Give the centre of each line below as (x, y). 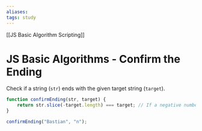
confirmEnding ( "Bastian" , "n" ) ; (47, 122)
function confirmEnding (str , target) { (56, 100)
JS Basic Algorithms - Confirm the (93, 59)
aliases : (17, 12)
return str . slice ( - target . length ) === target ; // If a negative (99, 105)
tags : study (21, 18)
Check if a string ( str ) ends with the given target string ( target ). (86, 89)
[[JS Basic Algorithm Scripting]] (46, 34)
